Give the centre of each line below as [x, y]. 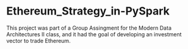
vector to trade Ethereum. [39, 41]
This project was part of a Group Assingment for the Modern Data [89, 28]
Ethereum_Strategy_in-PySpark [88, 11]
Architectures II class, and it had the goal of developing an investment [94, 34]
